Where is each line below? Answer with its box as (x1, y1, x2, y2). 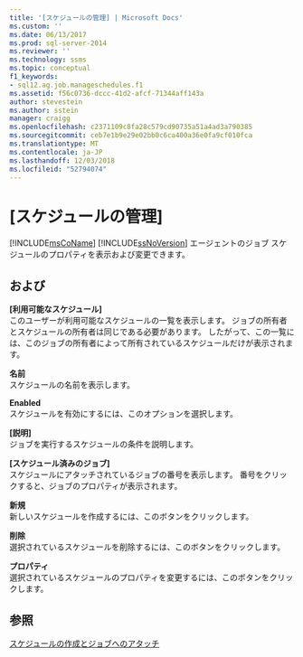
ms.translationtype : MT (9, 139, 99, 148)
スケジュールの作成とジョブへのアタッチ (9, 638, 160, 649)
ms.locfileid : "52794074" (9, 164, 107, 174)
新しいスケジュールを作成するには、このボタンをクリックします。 (9, 512, 254, 522)
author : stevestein (9, 97, 83, 107)
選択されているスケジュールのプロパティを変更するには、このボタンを (9, 572, 270, 583)
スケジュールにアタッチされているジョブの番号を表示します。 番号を (9, 469, 264, 480)
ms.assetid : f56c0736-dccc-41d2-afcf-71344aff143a (9, 89, 204, 98)
